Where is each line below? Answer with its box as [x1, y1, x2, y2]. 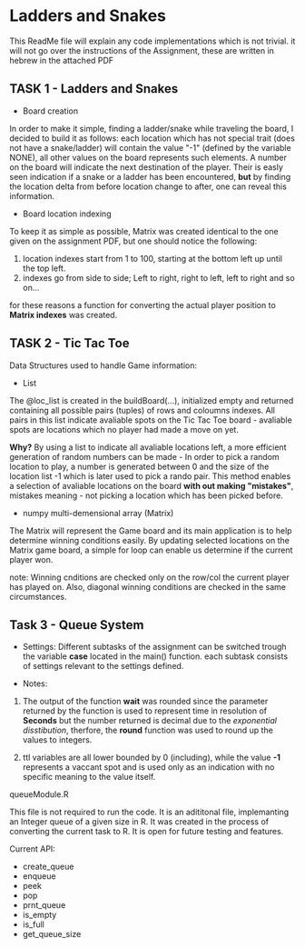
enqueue [22, 871, 56, 882]
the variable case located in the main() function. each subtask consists [22, 651, 289, 662]
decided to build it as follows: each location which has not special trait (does [9, 133, 295, 144]
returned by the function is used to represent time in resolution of [22, 705, 268, 716]
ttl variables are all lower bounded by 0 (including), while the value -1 [22, 752, 281, 763]
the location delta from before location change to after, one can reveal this [9, 181, 288, 192]
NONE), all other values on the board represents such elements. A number [9, 152, 288, 163]
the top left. [22, 263, 66, 274]
